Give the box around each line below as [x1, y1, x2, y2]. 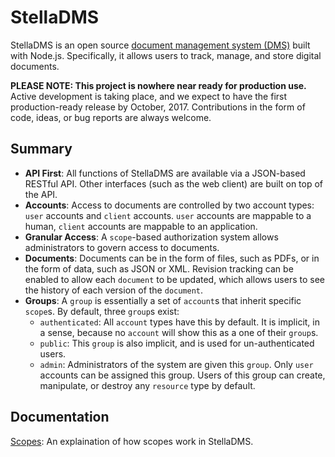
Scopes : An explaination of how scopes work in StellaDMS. [10, 435, 254, 447]
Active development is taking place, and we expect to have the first [10, 90, 288, 102]
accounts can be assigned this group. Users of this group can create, [39, 369, 326, 381]
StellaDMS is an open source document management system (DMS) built [10, 39, 311, 51]
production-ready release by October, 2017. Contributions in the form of [10, 101, 306, 113]
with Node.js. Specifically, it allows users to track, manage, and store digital [10, 49, 322, 61]
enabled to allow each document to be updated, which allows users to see [24, 273, 325, 285]
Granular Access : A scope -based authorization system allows [24, 231, 279, 243]
